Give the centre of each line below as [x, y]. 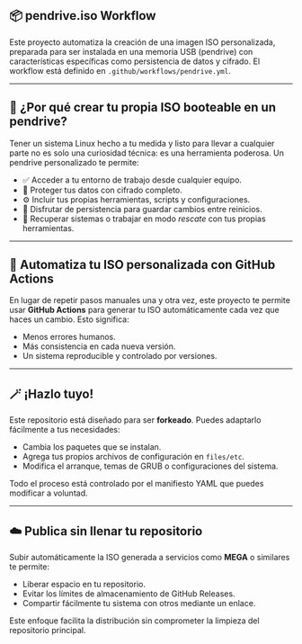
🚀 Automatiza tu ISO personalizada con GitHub [142, 265]
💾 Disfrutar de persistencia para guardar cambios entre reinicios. [142, 209]
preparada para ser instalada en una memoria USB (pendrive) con [131, 51]
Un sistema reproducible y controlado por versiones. [120, 356]
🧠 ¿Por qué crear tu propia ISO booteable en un [143, 107]
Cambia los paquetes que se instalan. [92, 447]
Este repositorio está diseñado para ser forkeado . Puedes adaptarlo [135, 420]
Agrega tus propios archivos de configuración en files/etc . [133, 457]
